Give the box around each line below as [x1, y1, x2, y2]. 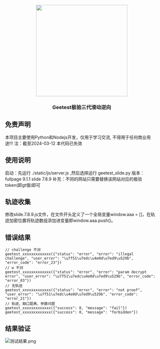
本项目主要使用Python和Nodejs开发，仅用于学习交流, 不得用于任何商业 [5, 134, 147, 140]
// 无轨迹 [5, 283, 23, 289]
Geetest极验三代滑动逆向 [52, 104, 111, 111]
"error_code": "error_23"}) [5, 260, 62, 265]
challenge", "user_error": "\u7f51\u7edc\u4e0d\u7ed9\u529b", [5, 256, 134, 261]
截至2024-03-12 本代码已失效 [22, 140, 83, 146]
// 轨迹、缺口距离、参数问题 [5, 301, 55, 307]
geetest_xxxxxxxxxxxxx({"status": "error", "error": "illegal [5, 252, 134, 257]
